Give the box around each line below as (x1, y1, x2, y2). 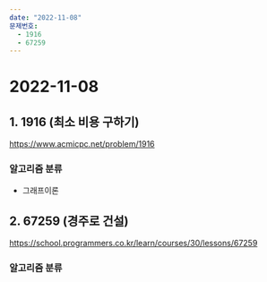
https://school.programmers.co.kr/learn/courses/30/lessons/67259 (9, 238, 258, 249)
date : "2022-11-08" (9, 13, 82, 22)
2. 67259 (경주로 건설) (9, 213, 129, 228)
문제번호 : (9, 21, 39, 30)
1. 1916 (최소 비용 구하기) (9, 114, 140, 130)
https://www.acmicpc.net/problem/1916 (9, 139, 155, 150)
